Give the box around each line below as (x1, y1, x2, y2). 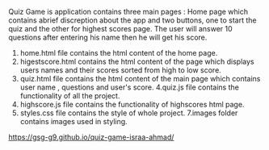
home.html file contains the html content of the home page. (19, 48, 218, 57)
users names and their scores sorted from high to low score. (19, 65, 222, 75)
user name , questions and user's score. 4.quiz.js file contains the (19, 82, 240, 92)
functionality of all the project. (19, 91, 120, 100)
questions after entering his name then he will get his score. (8, 32, 208, 42)
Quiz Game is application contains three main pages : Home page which (8, 7, 249, 16)
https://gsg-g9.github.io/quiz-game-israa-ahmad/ (8, 132, 174, 142)
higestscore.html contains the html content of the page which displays (19, 56, 254, 66)
